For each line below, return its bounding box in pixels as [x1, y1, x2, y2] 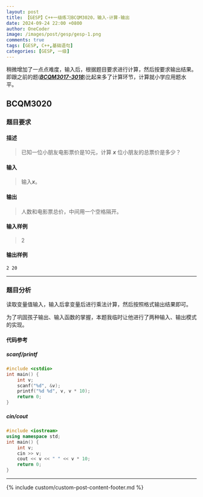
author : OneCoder [6, 25, 50, 32]
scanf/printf [6, 351, 38, 358]
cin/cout [6, 412, 28, 420]
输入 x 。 [21, 178, 40, 185]
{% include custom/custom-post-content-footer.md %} [6, 484, 144, 491]
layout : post [6, 8, 39, 15]
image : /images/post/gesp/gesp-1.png [6, 31, 101, 38]
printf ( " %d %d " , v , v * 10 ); [17, 388, 91, 394]
